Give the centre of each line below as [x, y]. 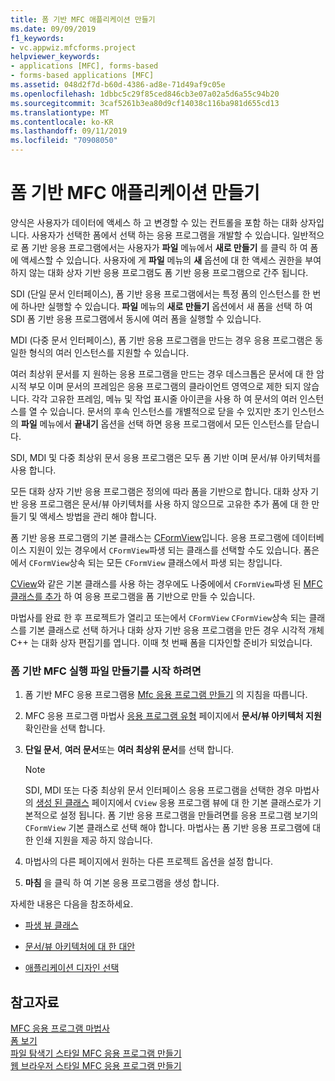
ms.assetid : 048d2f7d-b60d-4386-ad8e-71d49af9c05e [118, 85]
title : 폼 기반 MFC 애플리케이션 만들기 [83, 19]
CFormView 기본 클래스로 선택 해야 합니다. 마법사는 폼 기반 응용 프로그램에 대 [173, 828]
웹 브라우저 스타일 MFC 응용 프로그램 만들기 [96, 1066]
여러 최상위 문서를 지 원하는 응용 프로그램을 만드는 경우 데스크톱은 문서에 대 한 [162, 373]
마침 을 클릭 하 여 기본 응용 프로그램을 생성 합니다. [122, 883]
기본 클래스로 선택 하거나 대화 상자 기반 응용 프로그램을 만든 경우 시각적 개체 [176, 630]
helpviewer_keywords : [55, 57]
